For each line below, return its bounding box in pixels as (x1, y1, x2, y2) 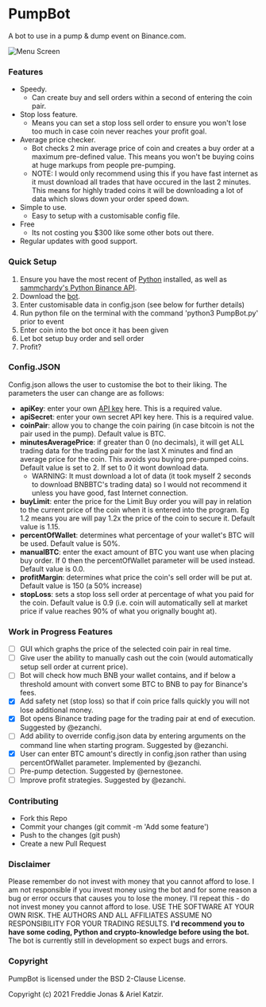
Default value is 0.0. (19, 564, 86, 573)
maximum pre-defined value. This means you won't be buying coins (31, 152, 255, 161)
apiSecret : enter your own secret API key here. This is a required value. (19, 412, 254, 421)
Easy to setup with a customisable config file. (31, 211, 180, 221)
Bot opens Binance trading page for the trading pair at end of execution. (19, 714, 256, 723)
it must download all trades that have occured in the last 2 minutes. (31, 177, 252, 187)
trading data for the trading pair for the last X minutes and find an (19, 446, 233, 455)
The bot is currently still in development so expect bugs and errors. (8, 935, 228, 946)
